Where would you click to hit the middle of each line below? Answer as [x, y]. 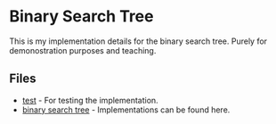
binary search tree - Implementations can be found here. [126, 110]
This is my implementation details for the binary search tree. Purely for [138, 41]
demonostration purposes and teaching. [83, 50]
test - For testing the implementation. [90, 100]
